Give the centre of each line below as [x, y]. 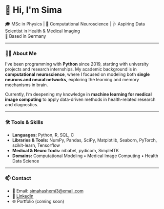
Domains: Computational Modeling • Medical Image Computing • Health [85, 156]
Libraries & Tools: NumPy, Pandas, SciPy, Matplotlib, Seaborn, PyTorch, [84, 140]
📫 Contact [18, 178]
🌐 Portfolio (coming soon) [38, 201]
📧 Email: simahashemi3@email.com [48, 191]
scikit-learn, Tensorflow [36, 145]
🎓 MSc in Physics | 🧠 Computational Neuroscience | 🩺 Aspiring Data [75, 23]
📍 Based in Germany [26, 36]
